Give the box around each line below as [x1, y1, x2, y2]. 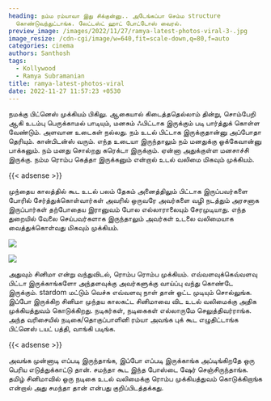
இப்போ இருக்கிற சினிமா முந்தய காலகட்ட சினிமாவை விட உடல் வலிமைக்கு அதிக [8, 297, 257, 306]
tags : [8, 57, 27, 65]
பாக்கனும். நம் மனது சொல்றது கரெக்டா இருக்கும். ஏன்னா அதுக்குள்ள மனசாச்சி [8, 146, 249, 155]
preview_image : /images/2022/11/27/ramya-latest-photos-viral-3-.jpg [8, 27, 248, 35]
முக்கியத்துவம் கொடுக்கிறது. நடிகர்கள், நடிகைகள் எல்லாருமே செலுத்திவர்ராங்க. [8, 306, 252, 315]
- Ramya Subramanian [15, 72, 85, 80]
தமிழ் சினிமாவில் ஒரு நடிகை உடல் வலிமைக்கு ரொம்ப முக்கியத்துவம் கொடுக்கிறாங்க [8, 374, 263, 384]
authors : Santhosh [8, 49, 70, 57]
